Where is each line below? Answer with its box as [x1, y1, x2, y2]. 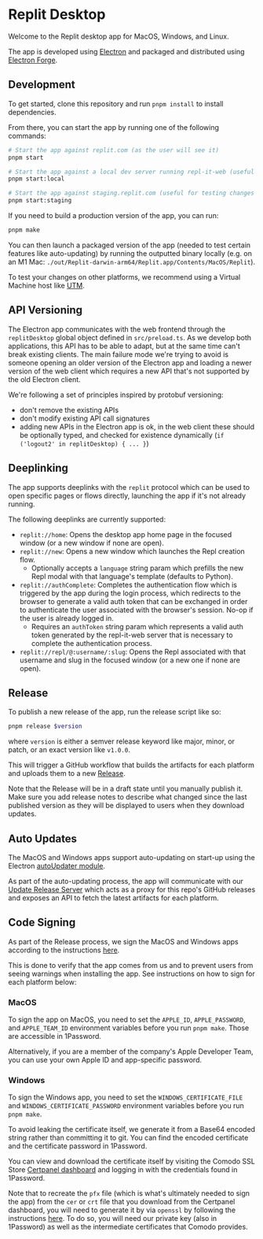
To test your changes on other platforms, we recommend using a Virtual [8, 272, 241, 281]
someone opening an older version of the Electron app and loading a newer [8, 358, 253, 367]
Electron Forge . [8, 55, 58, 65]
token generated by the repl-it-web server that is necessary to [31, 630, 233, 640]
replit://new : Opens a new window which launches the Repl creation [19, 546, 245, 556]
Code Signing [8, 916, 76, 929]
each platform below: [8, 977, 77, 986]
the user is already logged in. [19, 613, 114, 623]
